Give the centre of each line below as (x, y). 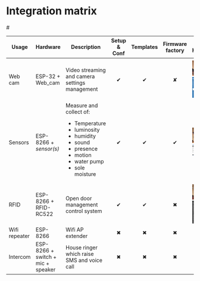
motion (83, 155)
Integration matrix (51, 11)
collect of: (78, 112)
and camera (80, 76)
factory (175, 50)
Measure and (82, 106)
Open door (79, 198)
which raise (79, 254)
